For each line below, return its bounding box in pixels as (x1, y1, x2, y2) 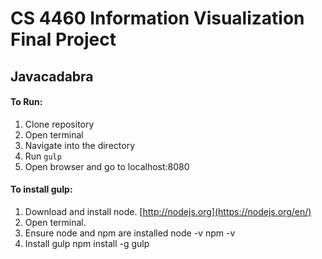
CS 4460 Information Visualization (10, 7, 305, 30)
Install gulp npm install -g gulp (24, 237, 150, 249)
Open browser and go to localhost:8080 (24, 160, 190, 172)
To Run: (10, 96, 43, 108)
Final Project (10, 28, 117, 51)
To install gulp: (10, 183, 73, 196)
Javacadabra (10, 68, 94, 85)
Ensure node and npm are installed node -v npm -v (24, 227, 236, 239)
